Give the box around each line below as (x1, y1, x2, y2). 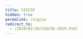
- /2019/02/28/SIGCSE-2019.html (10, 26, 78, 31)
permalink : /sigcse (5, 17, 47, 22)
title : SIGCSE (5, 7, 35, 13)
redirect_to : (5, 21, 33, 27)
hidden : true (5, 12, 33, 17)
